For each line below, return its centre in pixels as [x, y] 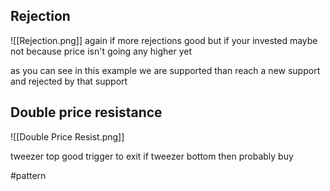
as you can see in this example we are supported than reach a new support [165, 70]
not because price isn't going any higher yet [101, 51]
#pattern [28, 175]
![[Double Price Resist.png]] [67, 136]
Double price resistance [86, 112]
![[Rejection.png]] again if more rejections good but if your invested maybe [164, 40]
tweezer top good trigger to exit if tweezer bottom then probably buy [152, 156]
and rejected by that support [69, 81]
